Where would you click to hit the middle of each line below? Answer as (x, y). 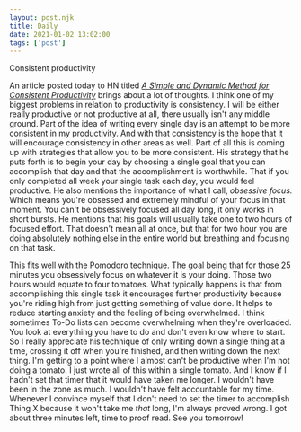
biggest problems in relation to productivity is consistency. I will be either (145, 105)
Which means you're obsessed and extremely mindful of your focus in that (147, 200)
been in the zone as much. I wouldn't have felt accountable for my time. (142, 389)
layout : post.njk (42, 18)
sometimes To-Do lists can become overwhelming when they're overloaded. (150, 322)
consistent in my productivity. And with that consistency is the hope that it (146, 133)
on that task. (32, 248)
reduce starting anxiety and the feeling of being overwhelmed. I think (137, 313)
